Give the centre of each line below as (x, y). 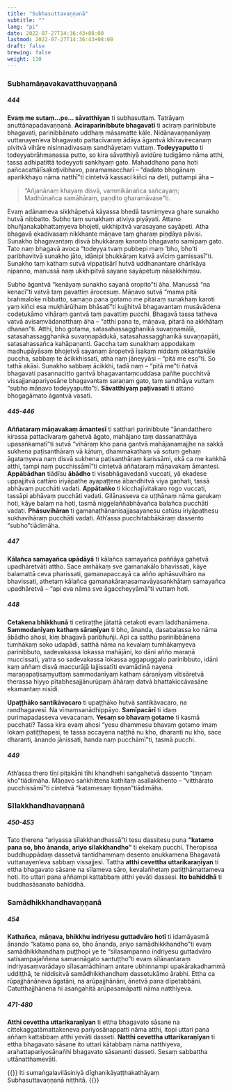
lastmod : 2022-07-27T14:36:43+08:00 (60, 40)
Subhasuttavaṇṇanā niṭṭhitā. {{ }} (53, 1080)
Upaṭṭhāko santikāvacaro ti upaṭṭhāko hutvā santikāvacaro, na (97, 702)
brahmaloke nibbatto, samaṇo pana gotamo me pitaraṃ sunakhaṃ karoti (111, 299)
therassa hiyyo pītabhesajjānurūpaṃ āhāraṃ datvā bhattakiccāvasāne (108, 682)
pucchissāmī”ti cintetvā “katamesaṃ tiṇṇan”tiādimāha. (85, 788)
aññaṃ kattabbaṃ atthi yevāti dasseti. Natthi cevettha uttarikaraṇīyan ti (111, 1037)
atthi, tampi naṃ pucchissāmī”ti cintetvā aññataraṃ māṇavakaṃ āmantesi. (114, 466)
